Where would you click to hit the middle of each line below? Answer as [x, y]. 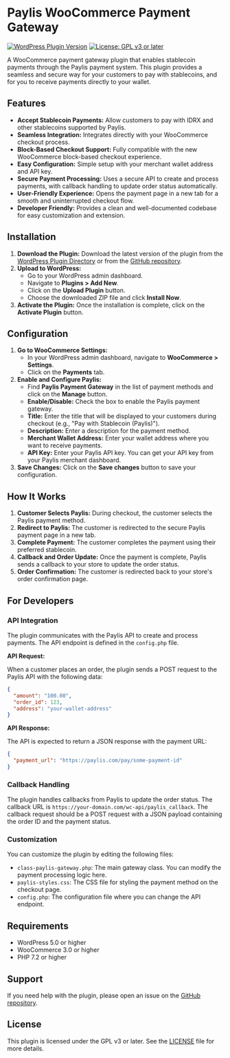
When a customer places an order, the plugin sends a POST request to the [112, 669]
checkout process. [43, 142]
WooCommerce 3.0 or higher [58, 950]
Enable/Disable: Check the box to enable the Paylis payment [114, 402]
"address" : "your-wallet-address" [62, 709]
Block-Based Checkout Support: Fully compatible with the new [107, 149]
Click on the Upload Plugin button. [76, 290]
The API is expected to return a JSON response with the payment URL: [107, 742]
